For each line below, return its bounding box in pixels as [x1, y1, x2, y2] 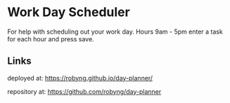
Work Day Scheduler [7, 4, 130, 20]
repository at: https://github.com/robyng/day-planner [7, 87, 162, 95]
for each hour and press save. [7, 34, 94, 43]
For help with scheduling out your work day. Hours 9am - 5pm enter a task [7, 27, 223, 36]
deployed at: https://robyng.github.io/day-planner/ [7, 74, 153, 82]
